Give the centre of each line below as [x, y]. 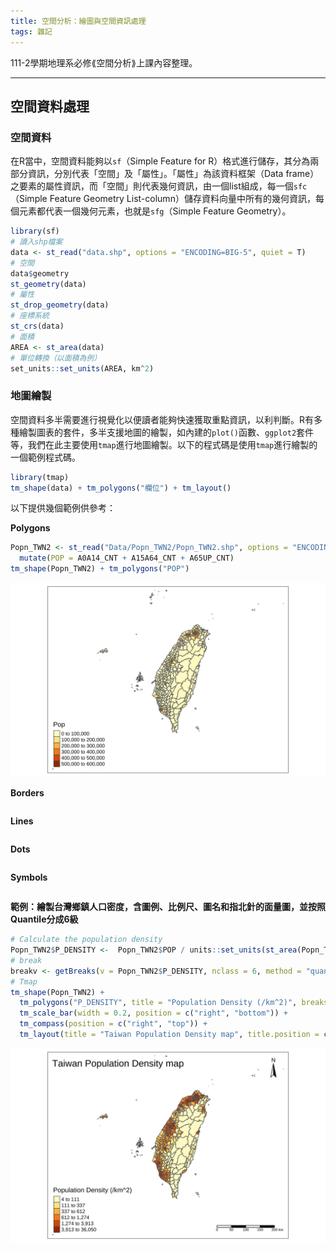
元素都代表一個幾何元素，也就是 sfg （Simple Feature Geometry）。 [155, 211]
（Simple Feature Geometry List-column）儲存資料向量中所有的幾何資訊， [163, 199]
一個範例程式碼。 [45, 457]
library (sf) [35, 231]
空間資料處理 [50, 106]
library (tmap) [40, 477]
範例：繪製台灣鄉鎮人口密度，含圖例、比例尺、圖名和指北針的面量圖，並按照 [168, 907]
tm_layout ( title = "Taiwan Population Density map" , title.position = [169, 1035]
